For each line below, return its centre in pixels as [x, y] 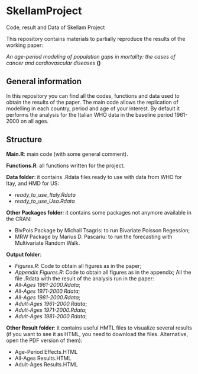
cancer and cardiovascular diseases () [53, 63]
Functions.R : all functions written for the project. [66, 165]
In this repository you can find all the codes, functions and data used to [93, 95]
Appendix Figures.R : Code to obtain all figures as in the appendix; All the [103, 272]
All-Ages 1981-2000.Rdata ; [48, 297]
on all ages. [35, 121]
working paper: [25, 45]
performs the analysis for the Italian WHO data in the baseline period [90, 114]
